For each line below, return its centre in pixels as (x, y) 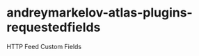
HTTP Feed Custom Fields (44, 46)
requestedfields (54, 27)
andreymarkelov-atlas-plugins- (99, 13)
